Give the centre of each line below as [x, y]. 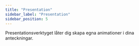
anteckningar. [19, 38]
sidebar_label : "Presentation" [38, 14]
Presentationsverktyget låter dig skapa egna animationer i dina [70, 33]
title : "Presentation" [29, 10]
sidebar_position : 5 [27, 19]
